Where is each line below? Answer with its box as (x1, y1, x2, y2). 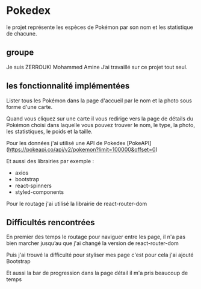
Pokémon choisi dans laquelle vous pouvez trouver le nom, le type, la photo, (6, 121, 196, 128)
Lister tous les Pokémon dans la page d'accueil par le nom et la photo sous (6, 97, 193, 104)
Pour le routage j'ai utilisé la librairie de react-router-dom (6, 200, 147, 207)
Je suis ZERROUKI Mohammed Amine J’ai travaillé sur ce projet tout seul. (6, 63, 188, 70)
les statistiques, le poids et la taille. (6, 128, 93, 135)
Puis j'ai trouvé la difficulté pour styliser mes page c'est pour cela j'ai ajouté (6, 251, 194, 259)
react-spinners (14, 182, 52, 189)
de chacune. (6, 30, 37, 37)
